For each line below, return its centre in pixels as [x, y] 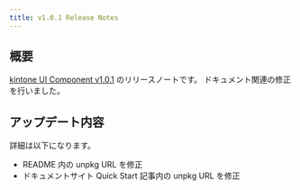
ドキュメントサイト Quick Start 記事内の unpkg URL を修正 [131, 176]
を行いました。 [37, 91]
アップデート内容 [57, 122]
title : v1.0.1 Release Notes [64, 18]
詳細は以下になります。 [53, 146]
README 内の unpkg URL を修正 [82, 165]
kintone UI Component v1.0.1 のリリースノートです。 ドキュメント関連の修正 [150, 80]
